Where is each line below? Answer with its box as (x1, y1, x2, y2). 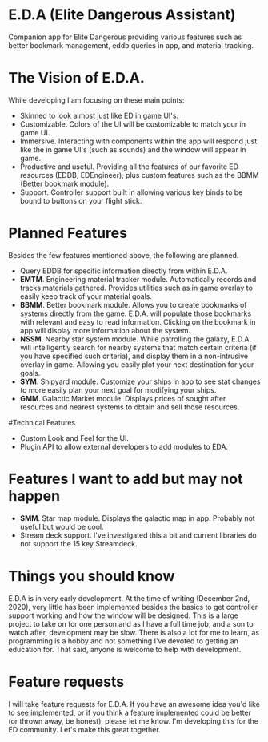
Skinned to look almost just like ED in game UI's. (19, 111, 178, 120)
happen (8, 487, 61, 505)
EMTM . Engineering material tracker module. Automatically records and (19, 274, 257, 284)
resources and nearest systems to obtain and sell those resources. (19, 402, 240, 412)
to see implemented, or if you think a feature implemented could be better (8, 708, 252, 717)
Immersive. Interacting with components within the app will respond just (19, 136, 258, 146)
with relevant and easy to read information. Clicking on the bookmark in (19, 317, 256, 326)
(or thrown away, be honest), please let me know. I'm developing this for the (8, 716, 258, 726)
